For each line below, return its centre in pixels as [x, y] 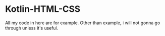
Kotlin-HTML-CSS [43, 9]
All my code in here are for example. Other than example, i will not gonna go [82, 23]
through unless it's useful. [32, 28]
